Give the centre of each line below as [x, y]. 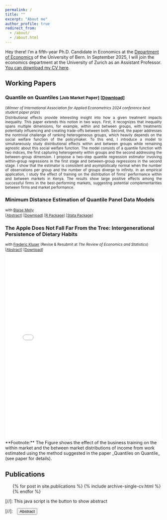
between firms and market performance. [40, 187]
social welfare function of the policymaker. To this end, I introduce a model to [83, 139]
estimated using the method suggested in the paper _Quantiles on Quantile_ [83, 453]
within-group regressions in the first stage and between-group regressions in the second [83, 161]
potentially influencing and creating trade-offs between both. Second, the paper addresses [83, 131]
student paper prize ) [23, 112]
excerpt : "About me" [27, 19]
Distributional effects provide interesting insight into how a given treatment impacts [83, 118]
